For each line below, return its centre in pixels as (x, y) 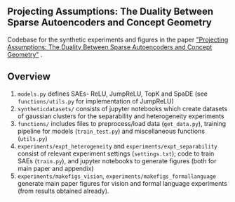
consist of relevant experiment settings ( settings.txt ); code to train (116, 153)
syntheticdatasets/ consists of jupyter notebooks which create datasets (122, 108)
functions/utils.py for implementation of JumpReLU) (95, 101)
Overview (29, 77)
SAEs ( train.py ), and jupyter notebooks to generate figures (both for (117, 160)
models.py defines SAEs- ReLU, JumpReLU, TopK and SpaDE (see (113, 94)
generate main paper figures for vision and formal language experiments (122, 183)
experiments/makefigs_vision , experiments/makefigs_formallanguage (116, 176)
